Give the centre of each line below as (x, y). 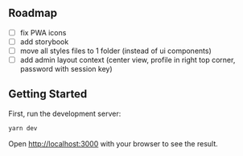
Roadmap (33, 13)
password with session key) (66, 69)
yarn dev (23, 128)
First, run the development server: (65, 113)
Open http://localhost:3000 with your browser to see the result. (113, 143)
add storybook (44, 41)
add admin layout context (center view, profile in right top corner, (128, 60)
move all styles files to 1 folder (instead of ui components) (115, 51)
